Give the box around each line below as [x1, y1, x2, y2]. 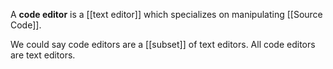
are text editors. [10, 49, 76, 61]
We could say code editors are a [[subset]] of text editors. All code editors [10, 39, 316, 50]
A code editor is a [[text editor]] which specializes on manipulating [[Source [10, 9, 323, 20]
